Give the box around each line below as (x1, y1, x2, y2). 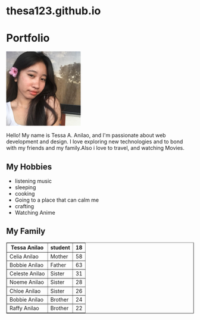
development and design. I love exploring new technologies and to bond (6, 138, 183, 145)
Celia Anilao (10, 253, 39, 260)
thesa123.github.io (6, 4, 101, 18)
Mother (50, 253, 68, 260)
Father (50, 261, 67, 268)
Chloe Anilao (10, 287, 41, 294)
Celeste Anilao (10, 270, 45, 277)
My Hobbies (6, 162, 52, 172)
